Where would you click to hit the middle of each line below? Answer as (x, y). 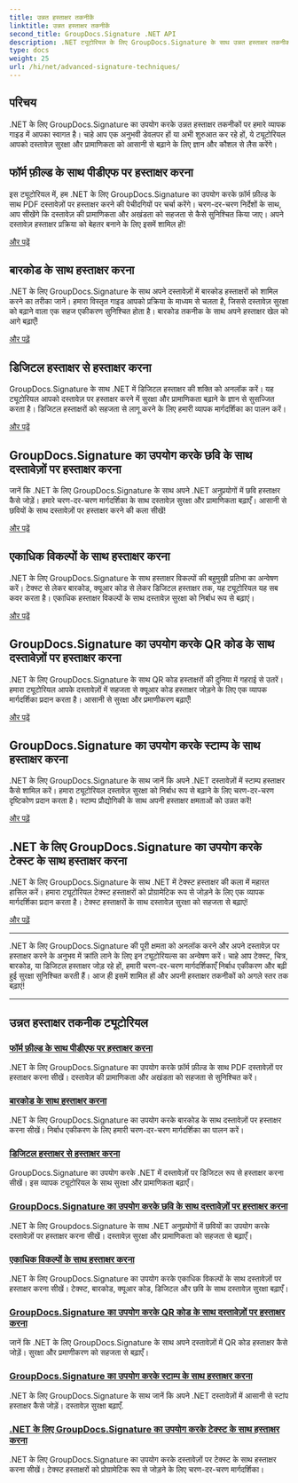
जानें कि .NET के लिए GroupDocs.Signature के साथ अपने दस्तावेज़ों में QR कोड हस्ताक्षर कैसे (149, 1343)
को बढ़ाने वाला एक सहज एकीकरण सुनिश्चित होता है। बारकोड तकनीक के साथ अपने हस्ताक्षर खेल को (149, 312)
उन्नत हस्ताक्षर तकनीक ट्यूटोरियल (79, 1023)
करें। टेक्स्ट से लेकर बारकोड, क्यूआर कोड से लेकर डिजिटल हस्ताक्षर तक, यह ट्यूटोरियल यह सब (144, 588)
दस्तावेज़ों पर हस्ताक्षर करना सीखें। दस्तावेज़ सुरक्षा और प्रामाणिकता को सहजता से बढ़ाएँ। (131, 1235)
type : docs (29, 51)
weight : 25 (29, 59)
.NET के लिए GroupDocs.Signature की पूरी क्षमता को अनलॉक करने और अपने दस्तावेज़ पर (145, 946)
